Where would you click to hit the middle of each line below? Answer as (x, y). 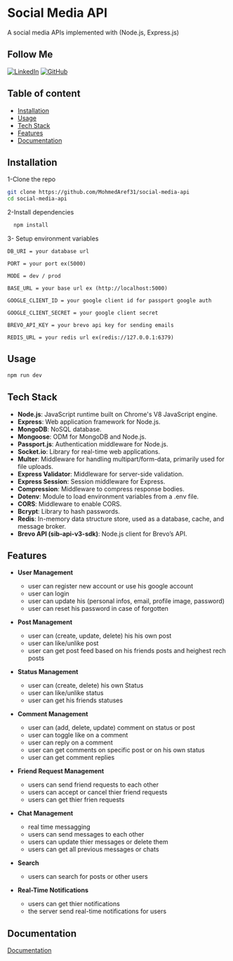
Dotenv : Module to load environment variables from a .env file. (108, 496)
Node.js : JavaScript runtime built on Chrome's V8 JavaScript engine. (117, 414)
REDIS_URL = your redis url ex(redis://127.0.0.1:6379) (91, 337)
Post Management (45, 622)
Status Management (48, 672)
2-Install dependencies (41, 212)
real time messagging (59, 827)
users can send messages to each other (86, 834)
